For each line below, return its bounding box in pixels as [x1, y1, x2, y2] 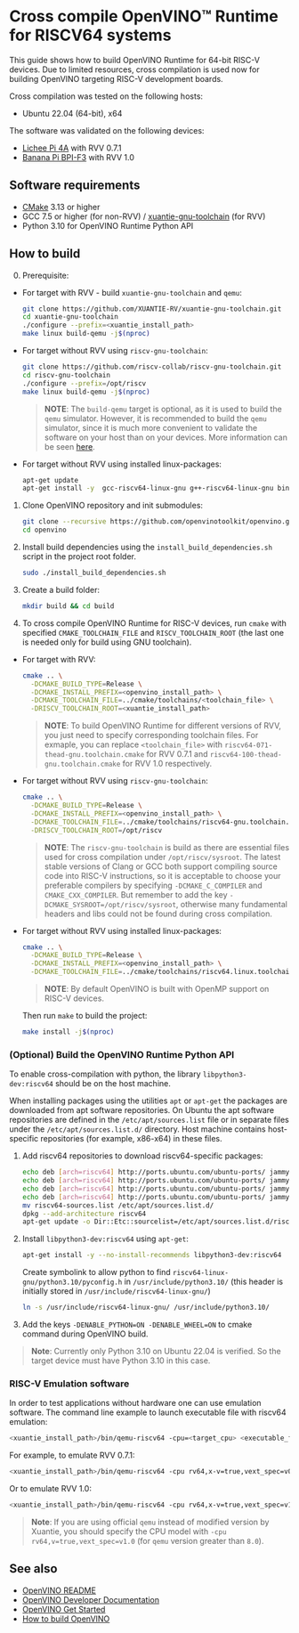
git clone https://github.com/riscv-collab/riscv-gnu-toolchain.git [21, 362, 282, 371]
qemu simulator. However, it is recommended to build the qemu [44, 412, 267, 424]
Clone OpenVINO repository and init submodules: [21, 500, 203, 511]
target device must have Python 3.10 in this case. [30, 1355, 211, 1366]
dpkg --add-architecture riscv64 [21, 1209, 147, 1218]
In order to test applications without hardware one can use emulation [9, 1398, 262, 1409]
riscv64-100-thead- [209, 751, 282, 760]
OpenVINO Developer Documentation [21, 1594, 160, 1605]
